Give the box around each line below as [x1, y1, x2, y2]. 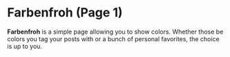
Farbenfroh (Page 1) [7, 5, 123, 21]
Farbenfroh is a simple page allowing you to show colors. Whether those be [7, 27, 224, 36]
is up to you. [7, 42, 43, 50]
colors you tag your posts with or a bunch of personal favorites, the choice [7, 34, 220, 43]
